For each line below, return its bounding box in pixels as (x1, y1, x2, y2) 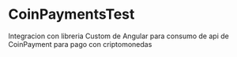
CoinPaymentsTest (8, 5, 135, 23)
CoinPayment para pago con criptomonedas (8, 39, 152, 48)
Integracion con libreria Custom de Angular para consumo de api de (8, 31, 229, 41)
